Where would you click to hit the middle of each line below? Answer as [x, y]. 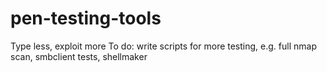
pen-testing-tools [86, 18]
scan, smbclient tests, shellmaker [79, 56]
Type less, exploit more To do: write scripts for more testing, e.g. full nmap [163, 46]
